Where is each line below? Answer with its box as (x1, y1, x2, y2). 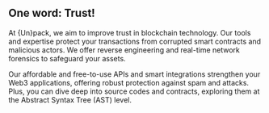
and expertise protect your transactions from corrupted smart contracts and (8, 36, 261, 46)
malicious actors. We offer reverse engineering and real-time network (8, 44, 241, 55)
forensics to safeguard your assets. (8, 53, 127, 63)
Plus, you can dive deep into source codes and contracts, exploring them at (8, 86, 260, 96)
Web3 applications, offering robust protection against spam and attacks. (8, 77, 249, 87)
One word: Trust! (8, 6, 95, 20)
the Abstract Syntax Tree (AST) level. (8, 94, 132, 104)
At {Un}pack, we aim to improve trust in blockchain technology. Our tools (8, 27, 251, 37)
